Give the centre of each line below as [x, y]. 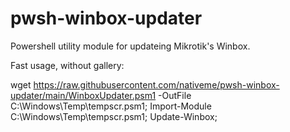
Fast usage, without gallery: [67, 65]
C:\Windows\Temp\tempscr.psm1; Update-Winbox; [114, 116]
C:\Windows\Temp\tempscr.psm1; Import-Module [111, 106]
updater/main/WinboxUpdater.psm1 [83, 95]
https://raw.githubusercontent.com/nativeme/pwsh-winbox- [156, 84]
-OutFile [175, 95]
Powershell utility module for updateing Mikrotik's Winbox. [130, 46]
